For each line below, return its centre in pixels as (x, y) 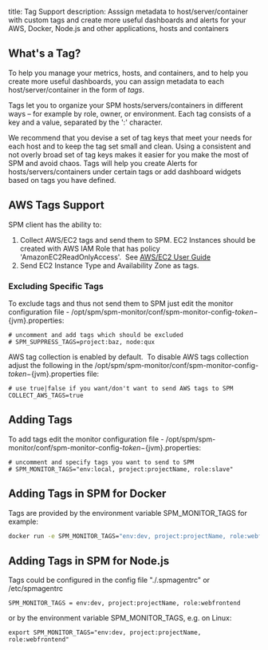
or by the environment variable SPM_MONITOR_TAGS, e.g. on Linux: (120, 618)
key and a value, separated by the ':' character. (86, 122)
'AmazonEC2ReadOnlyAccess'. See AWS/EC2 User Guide (115, 257)
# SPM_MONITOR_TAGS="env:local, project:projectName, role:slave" (121, 469)
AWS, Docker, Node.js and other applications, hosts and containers (118, 28)
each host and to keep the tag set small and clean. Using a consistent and (130, 146)
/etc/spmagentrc (36, 589)
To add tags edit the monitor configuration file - (86, 439)
